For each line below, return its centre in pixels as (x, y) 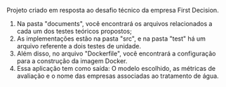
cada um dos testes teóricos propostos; (74, 31)
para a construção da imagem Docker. (72, 61)
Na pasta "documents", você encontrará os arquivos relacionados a (114, 24)
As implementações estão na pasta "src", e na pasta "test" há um (111, 39)
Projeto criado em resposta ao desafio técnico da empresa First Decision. (113, 10)
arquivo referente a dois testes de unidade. (79, 46)
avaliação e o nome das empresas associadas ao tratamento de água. (118, 76)
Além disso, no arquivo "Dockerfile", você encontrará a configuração (116, 53)
